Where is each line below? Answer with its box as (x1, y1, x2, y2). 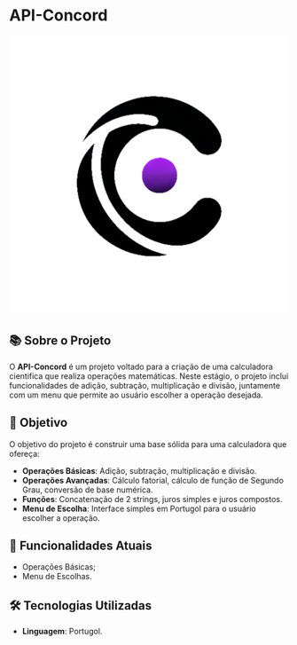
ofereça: (9, 448, 40, 459)
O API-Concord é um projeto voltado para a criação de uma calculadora (9, 361, 273, 372)
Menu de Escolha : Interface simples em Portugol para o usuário (21, 503, 256, 514)
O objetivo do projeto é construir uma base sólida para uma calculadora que (9, 438, 287, 449)
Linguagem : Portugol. (21, 626, 103, 637)
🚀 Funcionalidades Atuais (9, 538, 152, 553)
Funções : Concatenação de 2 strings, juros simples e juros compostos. (21, 493, 283, 504)
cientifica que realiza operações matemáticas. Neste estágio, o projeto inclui (9, 370, 289, 381)
